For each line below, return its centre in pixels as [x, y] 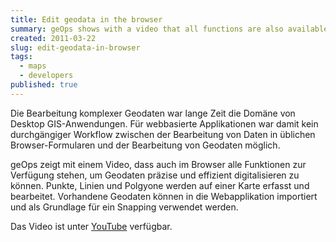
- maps [33, 66]
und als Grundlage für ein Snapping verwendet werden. [124, 207]
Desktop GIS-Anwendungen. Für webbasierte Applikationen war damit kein [164, 123]
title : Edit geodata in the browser [86, 19]
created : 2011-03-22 [53, 38]
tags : [21, 57]
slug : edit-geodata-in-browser [75, 47]
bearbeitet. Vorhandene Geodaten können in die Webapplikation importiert [164, 196]
